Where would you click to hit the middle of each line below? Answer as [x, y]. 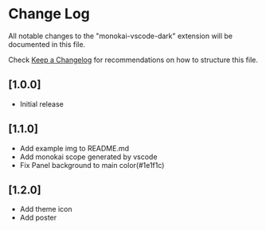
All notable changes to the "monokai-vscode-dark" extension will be [121, 36]
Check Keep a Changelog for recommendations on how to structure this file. [133, 60]
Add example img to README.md [74, 148]
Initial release [41, 103]
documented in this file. [47, 44]
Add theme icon [46, 209]
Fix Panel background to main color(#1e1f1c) [92, 165]
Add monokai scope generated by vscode [88, 157]
